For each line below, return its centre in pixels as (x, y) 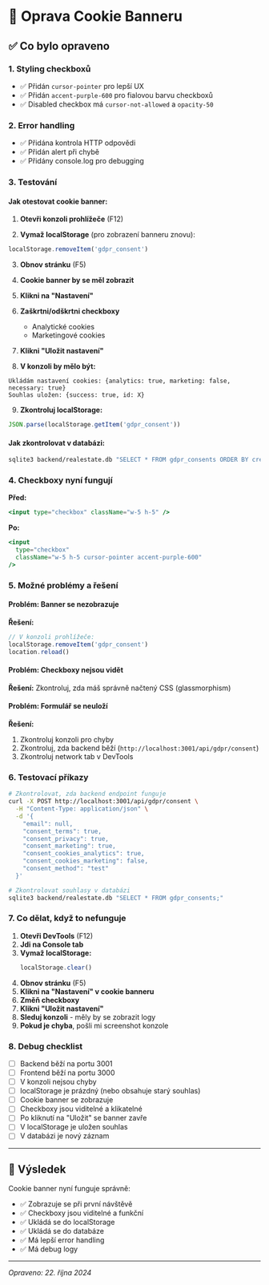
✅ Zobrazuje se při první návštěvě (76, 1204)
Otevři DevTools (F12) (56, 935)
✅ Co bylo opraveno (59, 46)
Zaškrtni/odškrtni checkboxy (70, 311)
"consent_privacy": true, (66, 838)
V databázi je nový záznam (64, 1136)
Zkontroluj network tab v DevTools (76, 756)
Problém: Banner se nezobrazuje (64, 604)
